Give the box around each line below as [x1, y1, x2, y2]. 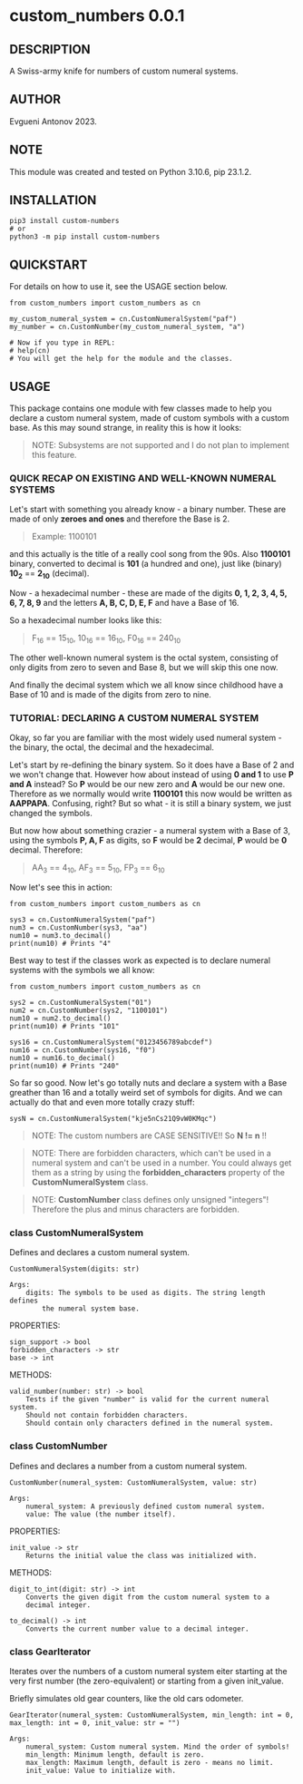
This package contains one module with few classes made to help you [9, 403, 272, 414]
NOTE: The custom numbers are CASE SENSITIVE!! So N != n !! [31, 1130, 268, 1141]
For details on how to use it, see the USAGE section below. [9, 281, 229, 292]
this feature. [31, 450, 77, 461]
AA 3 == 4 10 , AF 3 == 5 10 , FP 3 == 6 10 [31, 863, 165, 875]
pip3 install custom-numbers [9, 217, 120, 226]
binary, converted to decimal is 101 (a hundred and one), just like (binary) [9, 559, 283, 570]
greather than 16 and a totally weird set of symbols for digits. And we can [9, 1087, 283, 1098]
